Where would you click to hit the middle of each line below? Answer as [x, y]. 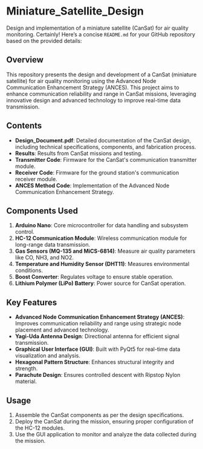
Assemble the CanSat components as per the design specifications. [99, 415]
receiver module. [36, 179]
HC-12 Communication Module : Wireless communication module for [101, 238]
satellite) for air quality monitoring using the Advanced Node [81, 81]
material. [26, 381]
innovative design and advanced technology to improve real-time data [94, 100]
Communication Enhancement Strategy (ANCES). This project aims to [93, 87]
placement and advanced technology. [62, 330]
